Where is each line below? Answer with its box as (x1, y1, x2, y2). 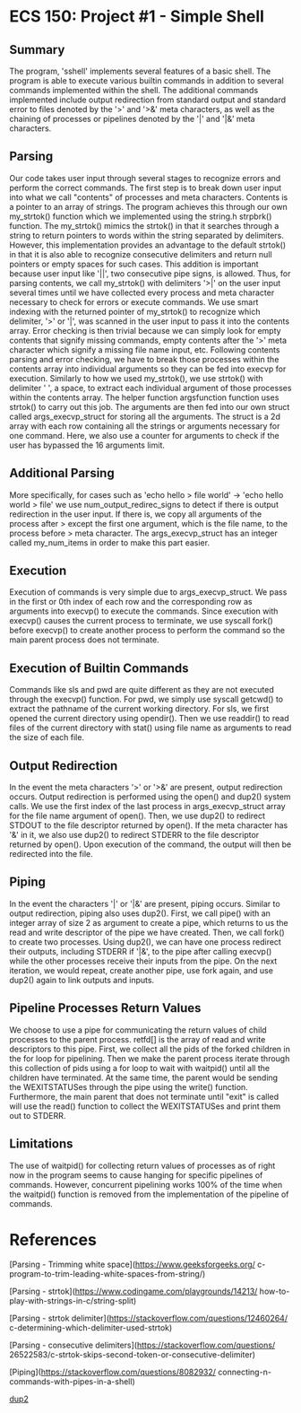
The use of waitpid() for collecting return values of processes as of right (9, 1160, 276, 1171)
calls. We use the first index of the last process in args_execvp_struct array (9, 801, 286, 812)
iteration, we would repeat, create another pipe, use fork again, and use (9, 964, 273, 975)
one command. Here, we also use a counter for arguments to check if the (9, 430, 279, 440)
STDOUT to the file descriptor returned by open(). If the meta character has (9, 820, 288, 831)
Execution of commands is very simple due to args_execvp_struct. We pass (9, 587, 288, 597)
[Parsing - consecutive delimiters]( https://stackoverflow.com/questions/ (9, 1339, 276, 1351)
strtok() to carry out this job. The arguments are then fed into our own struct (9, 401, 290, 412)
